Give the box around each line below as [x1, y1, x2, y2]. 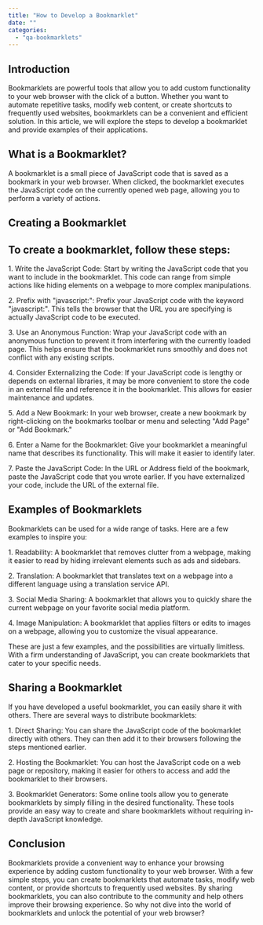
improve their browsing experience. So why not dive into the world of [8, 900, 232, 909]
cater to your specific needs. [8, 658, 101, 667]
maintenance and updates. [8, 393, 94, 403]
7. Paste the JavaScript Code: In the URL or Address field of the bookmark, [8, 464, 250, 473]
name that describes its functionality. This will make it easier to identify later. [8, 448, 255, 458]
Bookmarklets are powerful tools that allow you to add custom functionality [8, 83, 251, 93]
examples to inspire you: [8, 532, 88, 542]
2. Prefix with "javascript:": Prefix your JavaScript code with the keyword [8, 296, 244, 305]
